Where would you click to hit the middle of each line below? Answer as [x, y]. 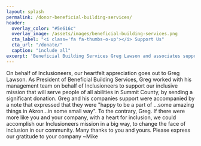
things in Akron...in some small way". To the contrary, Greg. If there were [96, 111]
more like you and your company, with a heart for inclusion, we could [91, 117]
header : [16, 23]
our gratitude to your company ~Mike [52, 136]
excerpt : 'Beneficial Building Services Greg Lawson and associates [93, 56]
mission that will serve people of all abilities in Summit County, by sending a [100, 92]
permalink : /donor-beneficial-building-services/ [69, 17]
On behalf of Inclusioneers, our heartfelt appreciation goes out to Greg [93, 73]
